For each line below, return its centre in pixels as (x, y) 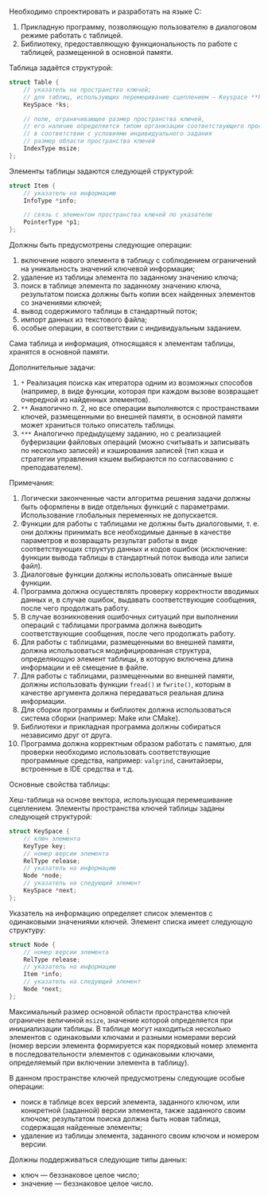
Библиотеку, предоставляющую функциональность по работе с (129, 44)
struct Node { (33, 944)
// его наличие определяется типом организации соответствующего (134, 127)
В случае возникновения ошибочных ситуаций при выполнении (129, 617)
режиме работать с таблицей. (72, 35)
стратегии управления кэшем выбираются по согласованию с (127, 459)
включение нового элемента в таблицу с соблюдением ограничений (138, 260)
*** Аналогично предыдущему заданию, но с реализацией (120, 434)
